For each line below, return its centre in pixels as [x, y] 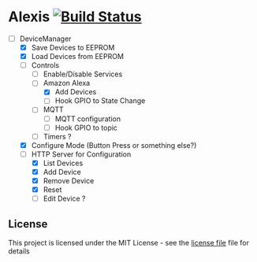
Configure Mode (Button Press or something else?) [114, 145]
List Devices [63, 163]
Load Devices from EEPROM [78, 57]
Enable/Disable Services [83, 74]
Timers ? [57, 136]
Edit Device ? [64, 199]
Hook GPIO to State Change [100, 101]
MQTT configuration [88, 119]
